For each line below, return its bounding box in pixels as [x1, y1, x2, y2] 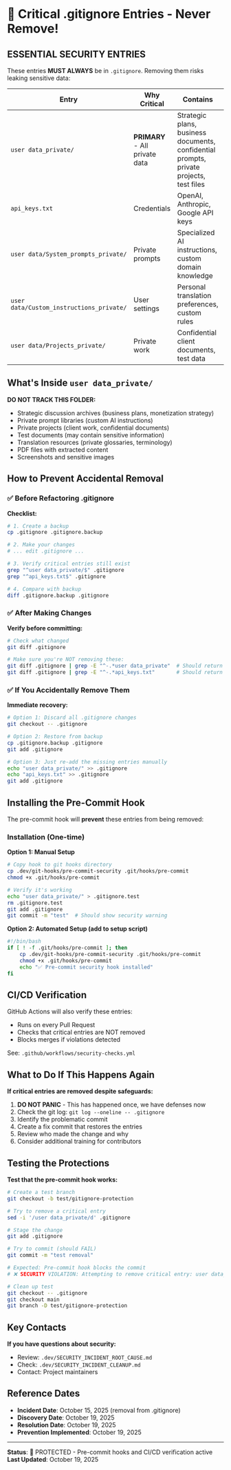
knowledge [177, 271, 213, 280]
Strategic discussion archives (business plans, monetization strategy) [16, 408, 214, 417]
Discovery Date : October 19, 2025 [16, 1413, 115, 1422]
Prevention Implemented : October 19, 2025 [16, 1428, 142, 1436]
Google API [177, 208, 214, 217]
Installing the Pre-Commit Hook [7, 797, 146, 808]
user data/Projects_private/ [10, 341, 106, 349]
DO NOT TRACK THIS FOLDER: [7, 395, 96, 404]
